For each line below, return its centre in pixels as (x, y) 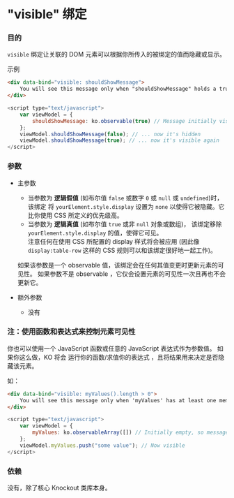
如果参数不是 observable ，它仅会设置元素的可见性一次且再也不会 (132, 274)
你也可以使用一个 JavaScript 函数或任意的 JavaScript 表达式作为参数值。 (111, 348)
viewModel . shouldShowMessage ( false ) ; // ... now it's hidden (110, 134)
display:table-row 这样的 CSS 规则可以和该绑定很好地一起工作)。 (122, 250)
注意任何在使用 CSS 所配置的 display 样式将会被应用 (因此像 (114, 241)
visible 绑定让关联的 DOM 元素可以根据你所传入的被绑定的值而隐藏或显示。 (117, 54)
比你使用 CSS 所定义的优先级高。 (75, 215)
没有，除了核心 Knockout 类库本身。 (59, 488)
